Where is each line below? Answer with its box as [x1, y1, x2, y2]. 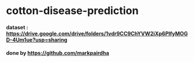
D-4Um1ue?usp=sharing [6, 36, 68, 43]
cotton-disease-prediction [6, 4, 139, 18]
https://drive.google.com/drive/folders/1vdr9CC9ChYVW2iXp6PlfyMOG [6, 30, 188, 37]
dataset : [6, 23, 28, 30]
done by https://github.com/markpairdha [6, 50, 109, 57]
